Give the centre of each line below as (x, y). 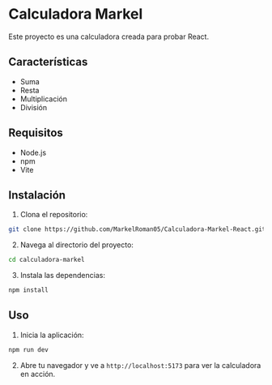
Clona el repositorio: (54, 215)
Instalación (37, 195)
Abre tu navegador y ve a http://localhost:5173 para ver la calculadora (140, 365)
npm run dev (28, 349)
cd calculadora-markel (47, 260)
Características (48, 62)
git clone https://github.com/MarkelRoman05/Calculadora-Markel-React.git (137, 229)
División (33, 107)
